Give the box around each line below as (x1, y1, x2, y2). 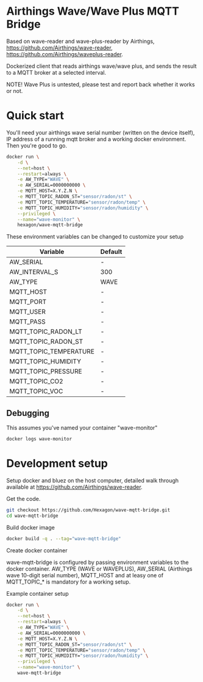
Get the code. (6, 495, 41, 502)
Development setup (6, 457, 109, 470)
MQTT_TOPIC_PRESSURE (9, 367, 82, 376)
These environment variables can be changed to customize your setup (6, 233, 184, 240)
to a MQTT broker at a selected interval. (6, 69, 107, 76)
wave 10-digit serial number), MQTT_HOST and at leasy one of (6, 571, 163, 579)
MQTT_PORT (9, 298, 47, 306)
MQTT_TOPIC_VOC (9, 387, 63, 396)
